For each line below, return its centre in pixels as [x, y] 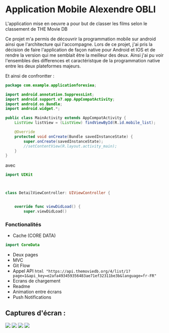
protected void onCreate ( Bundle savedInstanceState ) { [74, 136]
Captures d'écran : [36, 313]
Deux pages [25, 254]
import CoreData [22, 245]
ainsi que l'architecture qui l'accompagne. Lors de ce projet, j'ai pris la [79, 44]
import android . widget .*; [33, 109]
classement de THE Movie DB [36, 29]
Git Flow [21, 265]
